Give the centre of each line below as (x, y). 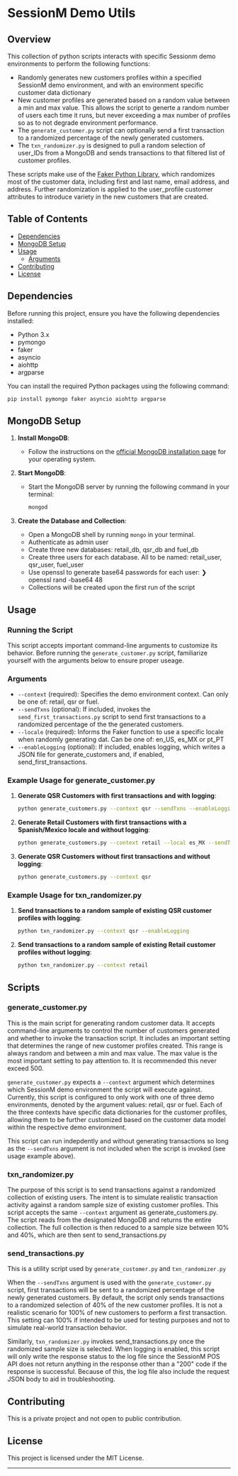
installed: (21, 321)
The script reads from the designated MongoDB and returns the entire (109, 1220)
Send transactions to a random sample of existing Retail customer (117, 945)
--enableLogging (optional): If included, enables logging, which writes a (121, 747)
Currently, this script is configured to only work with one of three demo (111, 1097)
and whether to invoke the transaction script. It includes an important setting (119, 1038)
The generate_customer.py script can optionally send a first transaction (121, 130)
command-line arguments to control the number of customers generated (113, 1031)
